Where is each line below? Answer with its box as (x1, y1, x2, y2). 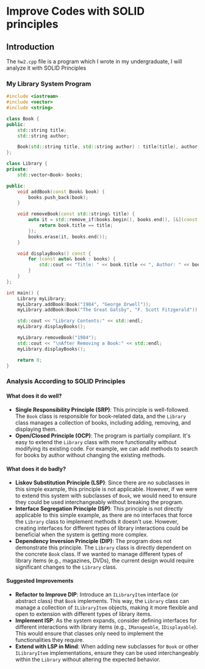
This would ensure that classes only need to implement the (15, 629, 164, 637)
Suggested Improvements (6, 577, 74, 585)
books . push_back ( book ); (28, 194, 88, 200)
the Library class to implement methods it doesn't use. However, (15, 517, 179, 525)
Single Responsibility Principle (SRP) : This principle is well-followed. (15, 406, 190, 413)
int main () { (6, 290, 40, 296)
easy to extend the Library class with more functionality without (15, 438, 177, 445)
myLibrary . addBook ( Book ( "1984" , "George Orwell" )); (17, 301, 151, 307)
